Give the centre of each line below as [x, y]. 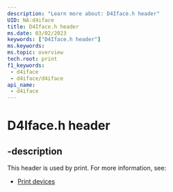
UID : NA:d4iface [31, 20]
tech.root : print [32, 59]
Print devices [36, 182]
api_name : [22, 85]
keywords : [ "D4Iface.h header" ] [54, 40]
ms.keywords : [26, 46]
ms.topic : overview [35, 53]
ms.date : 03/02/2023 [37, 33]
